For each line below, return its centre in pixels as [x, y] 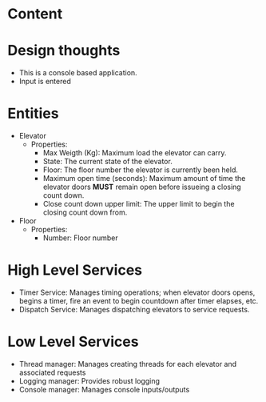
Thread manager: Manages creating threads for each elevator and [128, 364]
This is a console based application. [78, 73]
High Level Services [75, 270]
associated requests [52, 372]
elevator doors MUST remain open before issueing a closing [142, 187]
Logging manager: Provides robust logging [89, 380]
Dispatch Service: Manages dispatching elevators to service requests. [134, 310]
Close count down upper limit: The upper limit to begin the [139, 204]
